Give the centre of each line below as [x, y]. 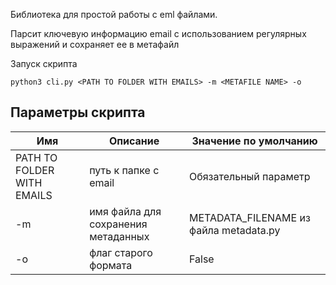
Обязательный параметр [250, 176]
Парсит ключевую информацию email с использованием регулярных [158, 33]
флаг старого [121, 252]
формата [111, 265]
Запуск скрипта [44, 63]
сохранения [118, 224]
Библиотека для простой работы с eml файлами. [114, 14]
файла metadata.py [235, 230]
